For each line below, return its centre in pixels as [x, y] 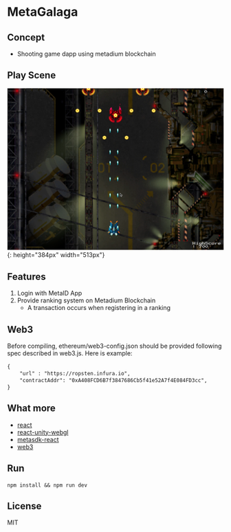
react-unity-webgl [43, 432]
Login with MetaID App [49, 293]
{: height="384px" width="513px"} [56, 255]
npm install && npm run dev [47, 485]
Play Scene [32, 75]
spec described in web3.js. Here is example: [70, 353]
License [24, 506]
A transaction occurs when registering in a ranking [99, 308]
